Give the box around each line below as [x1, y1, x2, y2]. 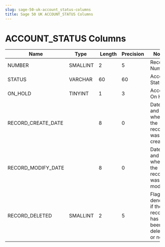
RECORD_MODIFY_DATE [7, 165, 65, 171]
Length [100, 51, 117, 57]
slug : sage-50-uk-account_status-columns [5, 7, 91, 12]
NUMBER [7, 62, 29, 69]
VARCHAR [69, 76, 93, 83]
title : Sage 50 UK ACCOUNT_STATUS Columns [5, 12, 93, 17]
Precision [121, 51, 144, 57]
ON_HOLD [7, 90, 31, 97]
